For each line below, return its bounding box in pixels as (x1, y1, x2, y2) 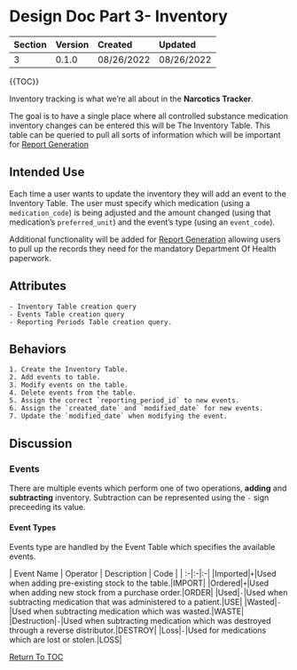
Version (55, 38, 90, 51)
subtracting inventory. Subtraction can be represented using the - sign (9, 492, 270, 503)
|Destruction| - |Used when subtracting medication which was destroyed (9, 616, 271, 626)
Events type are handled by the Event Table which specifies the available (9, 542, 276, 553)
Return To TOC (9, 651, 64, 663)
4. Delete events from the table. (9, 388, 137, 397)
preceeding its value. (9, 502, 86, 513)
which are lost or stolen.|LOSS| (9, 634, 122, 645)
